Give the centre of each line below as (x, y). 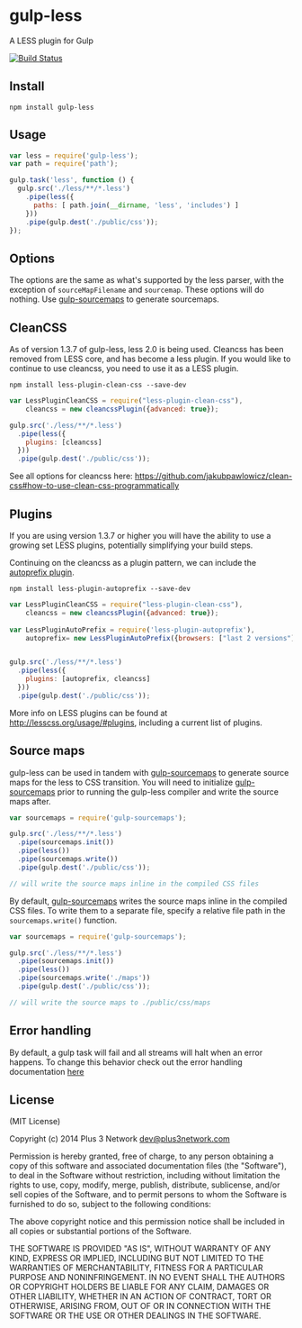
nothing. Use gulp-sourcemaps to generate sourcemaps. (115, 299)
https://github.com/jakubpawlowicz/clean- (213, 476)
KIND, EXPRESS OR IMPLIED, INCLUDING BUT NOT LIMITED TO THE (137, 1259)
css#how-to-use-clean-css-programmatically (94, 486)
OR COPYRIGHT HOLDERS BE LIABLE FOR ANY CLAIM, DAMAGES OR (139, 1287)
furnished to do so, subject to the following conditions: (110, 1205)
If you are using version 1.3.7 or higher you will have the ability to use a (140, 536)
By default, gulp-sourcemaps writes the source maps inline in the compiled (148, 901)
